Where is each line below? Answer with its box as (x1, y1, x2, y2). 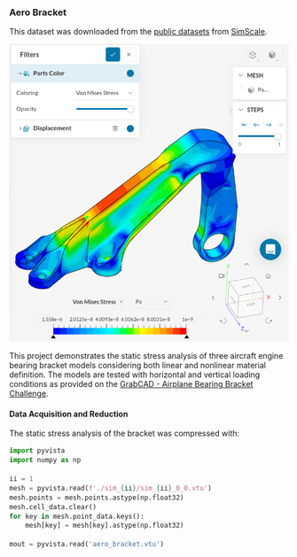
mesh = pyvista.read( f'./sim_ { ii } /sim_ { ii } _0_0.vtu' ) (9, 484, 213, 492)
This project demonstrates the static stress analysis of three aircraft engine (9, 351, 284, 361)
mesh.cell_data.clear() (9, 502, 98, 511)
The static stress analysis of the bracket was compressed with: (9, 428, 240, 439)
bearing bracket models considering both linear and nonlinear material (9, 360, 266, 371)
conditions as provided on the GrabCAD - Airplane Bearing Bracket (9, 379, 254, 390)
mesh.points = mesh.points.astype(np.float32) (9, 493, 184, 502)
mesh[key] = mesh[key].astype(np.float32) (25, 521, 184, 530)
